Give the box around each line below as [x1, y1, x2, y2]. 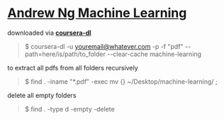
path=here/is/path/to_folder [24, 50, 106, 58]
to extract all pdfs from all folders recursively [7, 63, 138, 72]
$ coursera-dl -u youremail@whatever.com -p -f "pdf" [24, 42, 184, 50]
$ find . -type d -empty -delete [24, 104, 115, 113]
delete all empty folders [7, 91, 77, 99]
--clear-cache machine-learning [107, 50, 202, 58]
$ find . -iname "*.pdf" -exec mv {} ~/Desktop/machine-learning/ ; [24, 77, 218, 86]
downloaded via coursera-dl [7, 28, 91, 37]
